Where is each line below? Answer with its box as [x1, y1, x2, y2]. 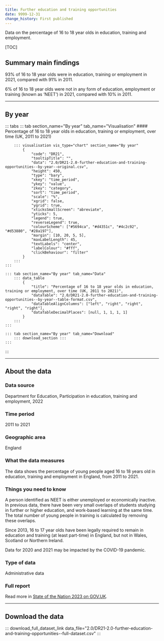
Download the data [5, 612, 64, 620]
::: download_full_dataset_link [5, 625, 64, 631]
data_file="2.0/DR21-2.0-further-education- [65, 625, 153, 631]
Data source [5, 382, 35, 389]
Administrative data [5, 571, 44, 576]
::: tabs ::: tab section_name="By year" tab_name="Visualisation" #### [5, 123, 148, 129]
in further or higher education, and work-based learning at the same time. [5, 507, 153, 513]
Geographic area [5, 434, 45, 440]
